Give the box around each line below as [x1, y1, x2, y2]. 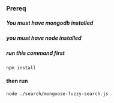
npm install [6, 64, 36, 70]
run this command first [6, 49, 65, 57]
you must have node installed [6, 34, 82, 42]
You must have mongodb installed [6, 19, 94, 27]
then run [6, 77, 28, 85]
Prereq [6, 4, 26, 13]
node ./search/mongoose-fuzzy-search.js [6, 90, 109, 97]
